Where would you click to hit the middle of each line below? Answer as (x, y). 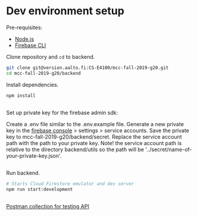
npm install (21, 96)
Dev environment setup (65, 11)
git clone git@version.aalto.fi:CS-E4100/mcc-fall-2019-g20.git (87, 68)
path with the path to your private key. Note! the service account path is (94, 143)
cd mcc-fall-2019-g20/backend (44, 73)
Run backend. (23, 173)
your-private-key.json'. (34, 155)
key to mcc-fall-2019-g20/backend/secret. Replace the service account (94, 137)
